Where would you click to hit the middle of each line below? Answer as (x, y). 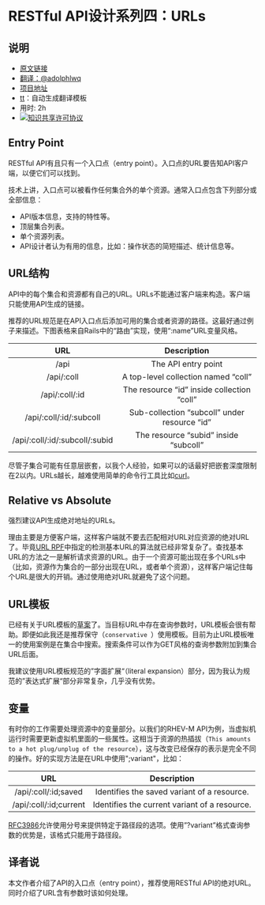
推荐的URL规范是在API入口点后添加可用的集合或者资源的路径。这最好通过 (127, 320)
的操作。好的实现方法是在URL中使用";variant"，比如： (96, 759)
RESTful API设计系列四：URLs (107, 16)
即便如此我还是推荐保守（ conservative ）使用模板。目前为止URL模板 (134, 635)
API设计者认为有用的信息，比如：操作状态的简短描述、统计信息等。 (129, 246)
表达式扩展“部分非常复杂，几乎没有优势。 (92, 681)
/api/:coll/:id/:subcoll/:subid (63, 439)
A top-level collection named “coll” (187, 376)
